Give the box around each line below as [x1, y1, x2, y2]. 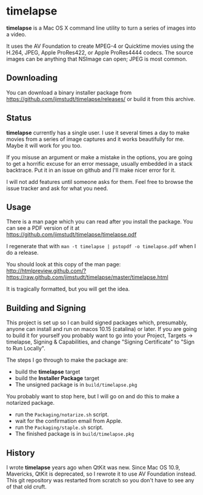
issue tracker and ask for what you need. [6, 185, 108, 192]
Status [6, 113, 32, 123]
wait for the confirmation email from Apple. [15, 418, 122, 425]
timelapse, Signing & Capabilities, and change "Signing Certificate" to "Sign [6, 338, 195, 346]
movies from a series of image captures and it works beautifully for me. [6, 135, 185, 143]
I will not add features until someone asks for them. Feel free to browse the [6, 178, 193, 185]
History [6, 448, 35, 458]
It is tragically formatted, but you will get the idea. [6, 286, 130, 293]
